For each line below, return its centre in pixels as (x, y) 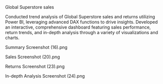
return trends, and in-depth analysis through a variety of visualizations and (81, 32)
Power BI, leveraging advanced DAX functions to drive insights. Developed (81, 22)
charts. (12, 38)
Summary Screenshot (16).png (37, 47)
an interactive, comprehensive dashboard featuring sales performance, (78, 27)
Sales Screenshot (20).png (33, 57)
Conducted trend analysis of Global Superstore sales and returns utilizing (80, 17)
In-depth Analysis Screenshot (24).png (45, 76)
